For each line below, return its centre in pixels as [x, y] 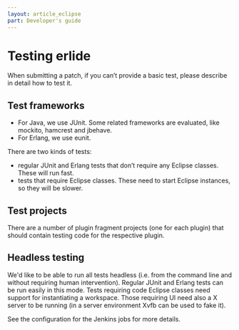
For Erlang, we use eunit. [54, 138]
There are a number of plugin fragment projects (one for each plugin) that [116, 228]
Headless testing [46, 258]
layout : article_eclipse [44, 14]
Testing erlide [49, 56]
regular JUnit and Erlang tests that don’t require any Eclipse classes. [118, 165]
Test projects [37, 211]
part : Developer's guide [44, 21]
